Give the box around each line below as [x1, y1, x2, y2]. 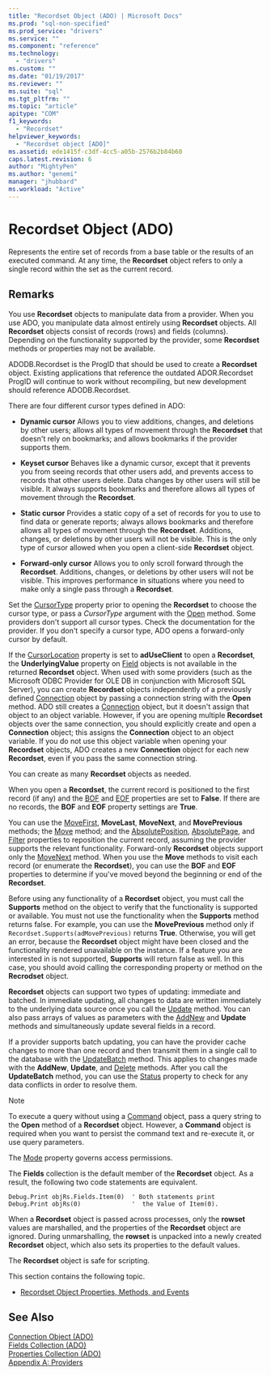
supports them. [19, 442, 71, 452]
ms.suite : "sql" [8, 87, 63, 96]
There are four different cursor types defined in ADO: [8, 400, 186, 410]
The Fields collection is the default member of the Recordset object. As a [8, 1168, 254, 1178]
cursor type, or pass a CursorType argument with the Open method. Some [8, 609, 256, 618]
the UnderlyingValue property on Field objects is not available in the [8, 658, 237, 668]
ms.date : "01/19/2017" [8, 72, 85, 80]
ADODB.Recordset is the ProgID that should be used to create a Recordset [8, 359, 257, 369]
